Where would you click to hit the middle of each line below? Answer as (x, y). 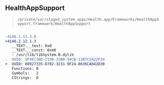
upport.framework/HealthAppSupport (54, 24)
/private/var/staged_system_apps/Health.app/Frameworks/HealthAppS (88, 19)
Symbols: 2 (25, 73)
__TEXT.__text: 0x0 (32, 46)
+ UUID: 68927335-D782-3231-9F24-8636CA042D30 (55, 64)
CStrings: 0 (25, 78)
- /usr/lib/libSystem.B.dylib (43, 55)
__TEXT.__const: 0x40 (34, 50)
